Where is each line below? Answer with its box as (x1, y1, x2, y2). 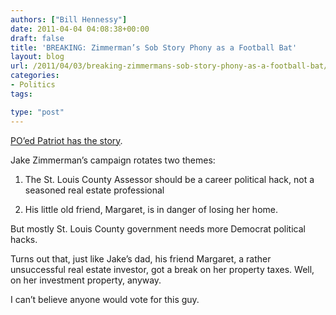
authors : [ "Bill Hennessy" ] (10, 14, 128, 25)
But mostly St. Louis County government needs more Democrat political (10, 222, 306, 235)
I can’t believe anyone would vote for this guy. (10, 293, 200, 305)
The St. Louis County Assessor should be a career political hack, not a (24, 173, 315, 185)
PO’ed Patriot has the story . (10, 134, 123, 146)
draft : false (10, 33, 65, 43)
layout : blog (10, 52, 65, 62)
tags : (10, 89, 33, 99)
